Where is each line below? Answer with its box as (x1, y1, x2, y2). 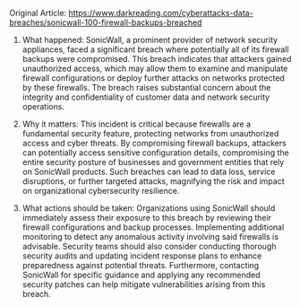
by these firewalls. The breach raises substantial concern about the (21, 83, 271, 92)
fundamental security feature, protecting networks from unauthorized (21, 128, 279, 138)
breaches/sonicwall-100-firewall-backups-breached (9, 17, 202, 28)
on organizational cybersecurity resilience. (21, 186, 180, 196)
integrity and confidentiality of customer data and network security (21, 92, 270, 102)
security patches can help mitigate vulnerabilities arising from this (21, 279, 266, 290)
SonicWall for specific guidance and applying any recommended (21, 269, 261, 280)
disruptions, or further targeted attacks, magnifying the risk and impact (21, 176, 285, 187)
